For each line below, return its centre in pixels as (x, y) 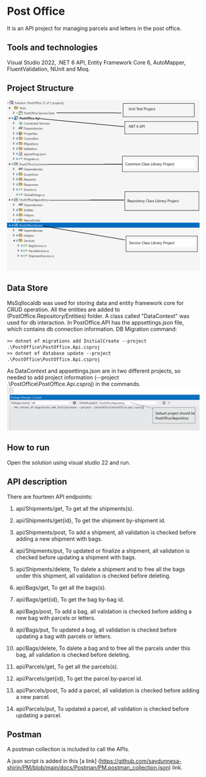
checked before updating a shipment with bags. (76, 557)
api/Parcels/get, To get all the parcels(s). (67, 667)
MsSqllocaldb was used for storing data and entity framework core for (95, 303)
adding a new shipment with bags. (59, 539)
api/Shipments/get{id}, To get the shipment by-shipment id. (90, 520)
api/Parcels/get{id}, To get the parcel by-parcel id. (79, 678)
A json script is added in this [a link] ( (53, 761)
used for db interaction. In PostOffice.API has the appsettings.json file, (95, 322)
